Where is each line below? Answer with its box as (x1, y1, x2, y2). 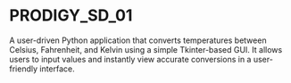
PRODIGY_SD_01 (9, 5, 133, 26)
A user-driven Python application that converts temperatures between (9, 35, 267, 46)
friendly (9, 63, 38, 74)
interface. (39, 63, 76, 74)
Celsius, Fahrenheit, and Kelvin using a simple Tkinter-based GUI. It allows (9, 44, 283, 54)
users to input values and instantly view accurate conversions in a (9, 54, 252, 64)
